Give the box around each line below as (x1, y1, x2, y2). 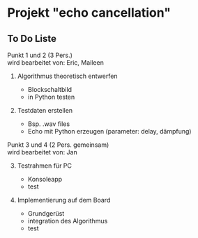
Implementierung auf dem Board (17, 196, 111, 204)
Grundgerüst (27, 209, 65, 217)
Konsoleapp (27, 175, 63, 183)
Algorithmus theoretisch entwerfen (17, 72, 118, 80)
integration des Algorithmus (27, 217, 108, 225)
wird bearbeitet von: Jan (7, 148, 78, 156)
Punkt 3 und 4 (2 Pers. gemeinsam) (7, 141, 109, 149)
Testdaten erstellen (17, 106, 73, 114)
